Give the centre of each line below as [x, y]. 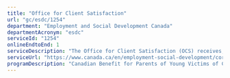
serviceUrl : [24, 58]
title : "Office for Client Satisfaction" [67, 13]
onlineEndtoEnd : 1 [33, 45]
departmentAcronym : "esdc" [46, 32]
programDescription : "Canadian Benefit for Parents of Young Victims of [113, 64]
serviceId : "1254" [33, 39]
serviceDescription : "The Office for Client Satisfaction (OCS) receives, [116, 52]
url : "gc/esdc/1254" [37, 20]
